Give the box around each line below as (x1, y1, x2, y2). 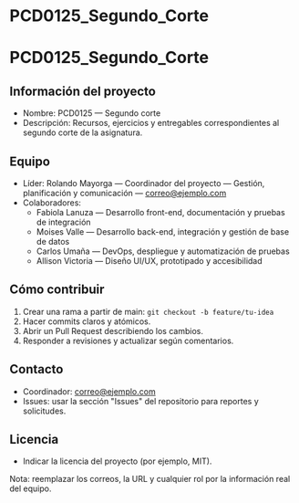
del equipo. (9, 483, 52, 494)
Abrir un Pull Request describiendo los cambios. (22, 325, 203, 336)
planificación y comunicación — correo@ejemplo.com (22, 188, 227, 198)
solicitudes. (22, 405, 67, 416)
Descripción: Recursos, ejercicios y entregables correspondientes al (22, 118, 280, 129)
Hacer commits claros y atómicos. (22, 316, 151, 327)
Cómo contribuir (9, 282, 105, 298)
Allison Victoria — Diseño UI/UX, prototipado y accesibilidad (36, 256, 263, 266)
